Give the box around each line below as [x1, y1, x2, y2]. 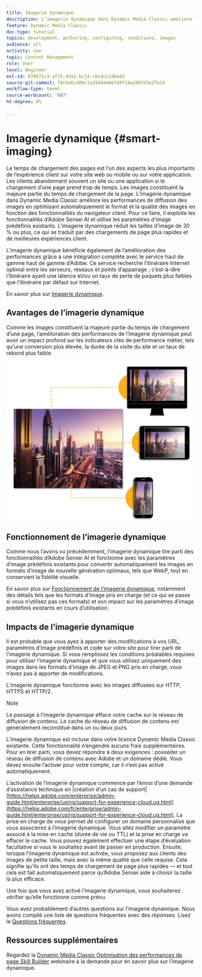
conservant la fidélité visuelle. [6, 573, 81, 581]
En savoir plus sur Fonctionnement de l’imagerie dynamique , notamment [6, 585, 186, 593]
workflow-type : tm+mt [6, 86, 61, 92]
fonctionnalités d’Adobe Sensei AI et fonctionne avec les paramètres [6, 554, 176, 561]
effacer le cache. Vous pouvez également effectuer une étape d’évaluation [6, 837, 191, 844]
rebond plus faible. [6, 349, 53, 357]
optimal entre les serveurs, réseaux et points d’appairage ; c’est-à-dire [6, 266, 180, 273]
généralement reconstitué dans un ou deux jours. [6, 723, 128, 731]
